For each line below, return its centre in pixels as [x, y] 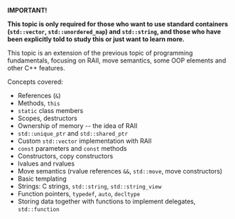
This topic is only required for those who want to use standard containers [118, 24]
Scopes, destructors [48, 118]
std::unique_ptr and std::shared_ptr [73, 133]
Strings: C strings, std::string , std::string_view [89, 186]
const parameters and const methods [72, 148]
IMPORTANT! [27, 10]
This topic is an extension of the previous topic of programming [100, 53]
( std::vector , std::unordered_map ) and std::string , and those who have [114, 32]
